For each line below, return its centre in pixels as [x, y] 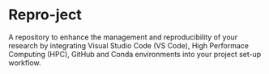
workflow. [25, 63]
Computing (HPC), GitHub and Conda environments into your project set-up [135, 54]
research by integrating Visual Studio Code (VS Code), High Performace [129, 45]
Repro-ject [45, 15]
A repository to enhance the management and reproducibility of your [123, 37]
